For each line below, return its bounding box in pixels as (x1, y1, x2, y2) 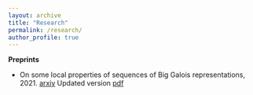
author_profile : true (8, 33, 79, 42)
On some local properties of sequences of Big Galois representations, (19, 70, 246, 79)
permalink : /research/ (8, 26, 82, 34)
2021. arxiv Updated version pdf (19, 79, 124, 88)
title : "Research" (8, 19, 68, 27)
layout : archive (8, 11, 61, 20)
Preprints (8, 55, 39, 64)
